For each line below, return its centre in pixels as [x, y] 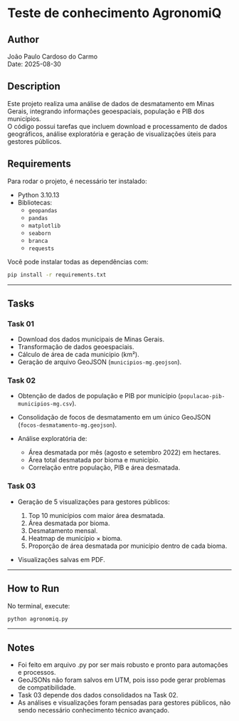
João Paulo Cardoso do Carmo [53, 56]
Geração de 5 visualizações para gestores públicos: [94, 502]
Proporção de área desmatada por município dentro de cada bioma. [128, 546]
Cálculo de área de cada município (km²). [79, 355]
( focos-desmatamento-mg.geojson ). [67, 425]
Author [23, 40]
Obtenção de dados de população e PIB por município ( [99, 396]
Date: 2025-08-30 [34, 64]
